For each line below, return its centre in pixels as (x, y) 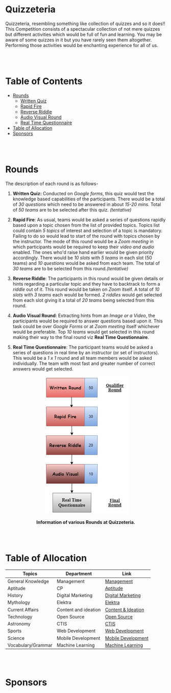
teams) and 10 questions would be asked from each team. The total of (86, 263)
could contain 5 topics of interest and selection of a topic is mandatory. (87, 230)
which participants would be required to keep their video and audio (83, 247)
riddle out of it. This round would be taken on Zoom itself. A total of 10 (86, 289)
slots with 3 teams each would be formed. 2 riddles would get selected (87, 294)
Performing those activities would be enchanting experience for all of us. (82, 45)
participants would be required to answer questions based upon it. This (88, 321)
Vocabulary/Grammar (30, 645)
